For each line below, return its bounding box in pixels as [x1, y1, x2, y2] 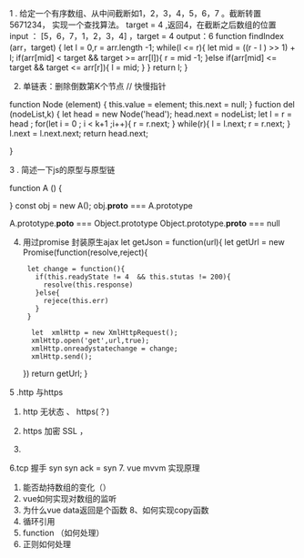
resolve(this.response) [43, 280, 134, 289]
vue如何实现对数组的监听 [22, 493, 117, 503]
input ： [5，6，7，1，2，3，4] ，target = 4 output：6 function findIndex [9, 31, 285, 41]
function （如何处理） [22, 527, 105, 538]
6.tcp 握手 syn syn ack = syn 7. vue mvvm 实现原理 [9, 462, 200, 473]
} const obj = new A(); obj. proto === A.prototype [9, 200, 193, 211]
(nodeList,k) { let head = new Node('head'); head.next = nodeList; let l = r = [9, 108, 293, 119]
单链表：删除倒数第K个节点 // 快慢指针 [22, 81, 167, 91]
